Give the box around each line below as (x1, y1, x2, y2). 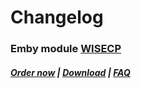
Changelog (10, 6, 104, 29)
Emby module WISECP (10, 42, 122, 56)
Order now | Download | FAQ (10, 66, 131, 78)
